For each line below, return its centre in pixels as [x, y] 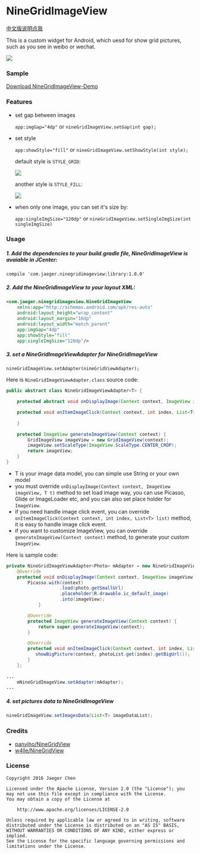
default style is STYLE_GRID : [48, 161]
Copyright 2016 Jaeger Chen [41, 778]
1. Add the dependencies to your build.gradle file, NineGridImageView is [97, 254]
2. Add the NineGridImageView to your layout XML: [71, 288]
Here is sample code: [32, 555]
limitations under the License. [46, 846]
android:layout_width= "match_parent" [64, 324]
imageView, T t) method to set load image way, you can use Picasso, [100, 492]
